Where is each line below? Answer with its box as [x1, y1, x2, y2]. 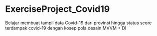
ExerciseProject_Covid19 [5, 3, 110, 15]
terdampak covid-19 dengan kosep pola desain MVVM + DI [5, 25, 127, 31]
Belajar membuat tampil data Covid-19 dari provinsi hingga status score [5, 20, 152, 26]
